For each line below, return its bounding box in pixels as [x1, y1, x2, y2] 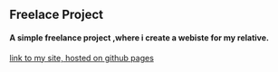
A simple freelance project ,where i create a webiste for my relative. [9, 31, 270, 43]
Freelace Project [9, 7, 104, 22]
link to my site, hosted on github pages [9, 52, 154, 63]
